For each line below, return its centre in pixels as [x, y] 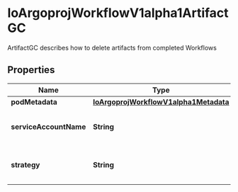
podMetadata [34, 102]
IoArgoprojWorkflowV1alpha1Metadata [161, 102]
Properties [31, 70]
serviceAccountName [49, 127]
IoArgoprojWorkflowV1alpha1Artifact [118, 13]
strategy [25, 164]
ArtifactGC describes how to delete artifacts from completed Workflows [112, 47]
